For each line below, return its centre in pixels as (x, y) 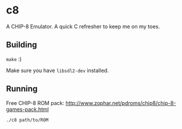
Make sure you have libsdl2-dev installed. (57, 70)
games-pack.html (27, 109)
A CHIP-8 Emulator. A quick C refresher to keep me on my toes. (83, 26)
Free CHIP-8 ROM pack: (35, 103)
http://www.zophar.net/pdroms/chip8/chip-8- (121, 103)
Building (21, 45)
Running (22, 89)
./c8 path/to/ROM (27, 120)
